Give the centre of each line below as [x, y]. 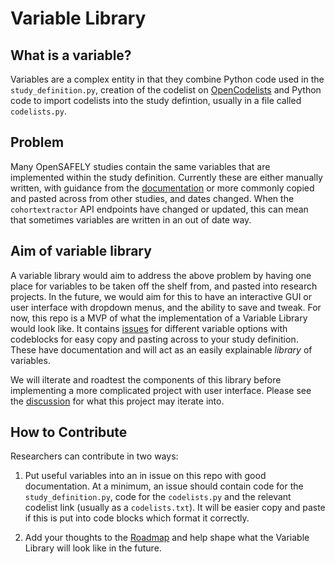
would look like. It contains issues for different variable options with [149, 328]
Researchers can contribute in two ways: [94, 456]
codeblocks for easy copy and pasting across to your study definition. [154, 339]
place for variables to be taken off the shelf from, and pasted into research [164, 286]
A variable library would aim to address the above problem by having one [161, 275]
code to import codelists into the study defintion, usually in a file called [156, 100]
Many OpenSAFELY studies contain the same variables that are [140, 166]
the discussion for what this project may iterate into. [117, 401]
